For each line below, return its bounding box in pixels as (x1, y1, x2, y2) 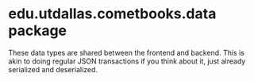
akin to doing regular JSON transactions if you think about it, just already (8, 56, 246, 66)
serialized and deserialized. (8, 64, 98, 74)
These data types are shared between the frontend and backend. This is (8, 48, 244, 57)
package (8, 21, 67, 40)
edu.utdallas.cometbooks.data (8, 5, 217, 23)
